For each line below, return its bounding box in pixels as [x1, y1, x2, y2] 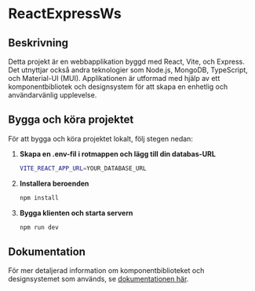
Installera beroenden [19, 179, 89, 188]
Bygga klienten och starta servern [19, 208, 133, 217]
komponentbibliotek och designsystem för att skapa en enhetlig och [8, 82, 228, 91]
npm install [19, 193, 59, 201]
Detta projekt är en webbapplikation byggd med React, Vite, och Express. [8, 57, 245, 66]
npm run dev [19, 223, 59, 231]
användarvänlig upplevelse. [8, 90, 97, 99]
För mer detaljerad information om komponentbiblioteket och [8, 266, 205, 275]
